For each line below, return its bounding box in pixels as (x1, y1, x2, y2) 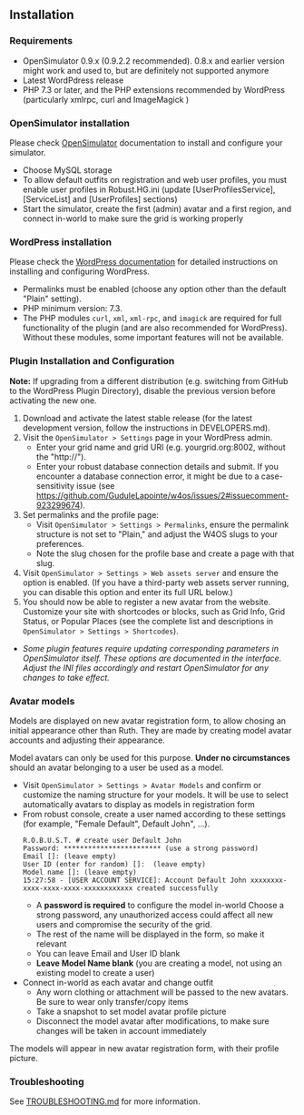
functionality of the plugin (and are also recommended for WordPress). (22, 322, 288, 333)
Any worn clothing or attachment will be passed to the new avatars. (35, 987, 289, 998)
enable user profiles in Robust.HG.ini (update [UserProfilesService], (22, 184, 276, 195)
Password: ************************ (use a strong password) (22, 844, 260, 853)
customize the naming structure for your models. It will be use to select (22, 789, 289, 800)
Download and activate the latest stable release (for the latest (22, 412, 252, 423)
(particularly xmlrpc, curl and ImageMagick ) (22, 94, 190, 105)
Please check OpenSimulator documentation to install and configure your (9, 137, 283, 148)
